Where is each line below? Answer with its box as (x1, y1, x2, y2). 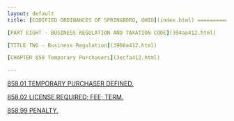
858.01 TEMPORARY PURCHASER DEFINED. (7, 79, 134, 88)
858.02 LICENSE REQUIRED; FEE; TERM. (7, 93, 124, 102)
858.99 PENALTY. (7, 106, 59, 115)
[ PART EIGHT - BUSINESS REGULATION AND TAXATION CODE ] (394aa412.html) (7, 29, 217, 36)
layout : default (7, 10, 54, 17)
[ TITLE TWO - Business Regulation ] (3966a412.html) (7, 42, 157, 49)
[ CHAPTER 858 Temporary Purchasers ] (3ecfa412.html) (7, 54, 160, 61)
